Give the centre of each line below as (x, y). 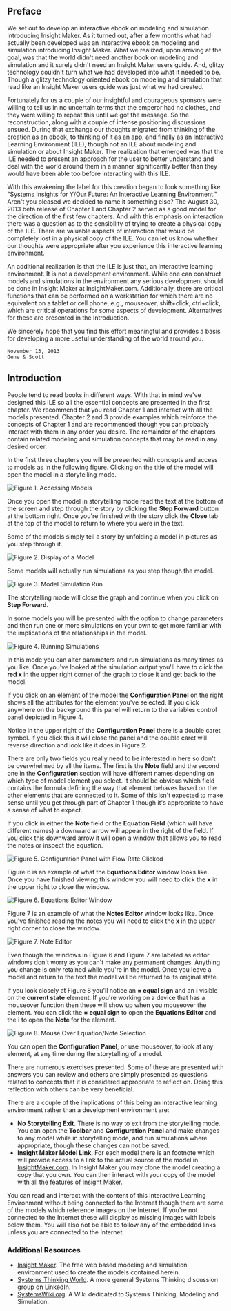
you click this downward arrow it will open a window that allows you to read (114, 838)
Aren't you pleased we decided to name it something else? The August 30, (113, 201)
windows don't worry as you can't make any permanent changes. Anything (114, 962)
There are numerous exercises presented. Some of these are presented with (115, 1067)
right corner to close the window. (54, 928)
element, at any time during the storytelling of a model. (85, 1053)
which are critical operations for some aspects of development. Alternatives (115, 310)
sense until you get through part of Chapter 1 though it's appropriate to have (115, 802)
